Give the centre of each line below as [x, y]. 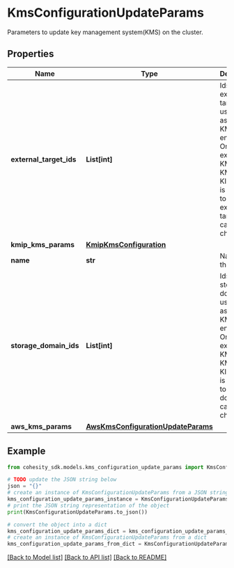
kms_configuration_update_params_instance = [73, 499]
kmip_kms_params [43, 244]
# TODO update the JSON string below [62, 480]
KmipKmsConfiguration [126, 244]
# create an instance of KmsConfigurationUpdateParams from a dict [107, 537]
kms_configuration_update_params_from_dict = [74, 544]
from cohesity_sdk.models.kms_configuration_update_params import [106, 467]
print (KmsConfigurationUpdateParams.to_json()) [78, 512]
